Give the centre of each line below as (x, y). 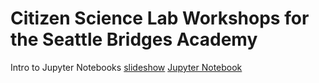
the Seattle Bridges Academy (134, 39)
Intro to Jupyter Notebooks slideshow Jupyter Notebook (126, 67)
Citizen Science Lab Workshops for (160, 18)
